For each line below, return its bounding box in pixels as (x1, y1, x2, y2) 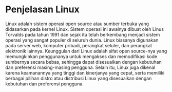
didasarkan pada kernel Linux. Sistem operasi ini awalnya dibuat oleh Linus (5, 26, 164, 32)
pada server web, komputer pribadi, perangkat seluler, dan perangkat (5, 42, 152, 48)
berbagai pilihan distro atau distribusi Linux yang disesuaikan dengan (5, 75, 152, 81)
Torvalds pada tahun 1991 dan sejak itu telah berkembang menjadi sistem (5, 31, 160, 38)
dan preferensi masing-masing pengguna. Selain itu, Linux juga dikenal (5, 64, 156, 70)
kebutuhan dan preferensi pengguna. (5, 81, 84, 87)
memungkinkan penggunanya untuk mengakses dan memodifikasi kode (5, 53, 158, 60)
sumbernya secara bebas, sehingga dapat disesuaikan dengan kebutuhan (5, 59, 162, 65)
